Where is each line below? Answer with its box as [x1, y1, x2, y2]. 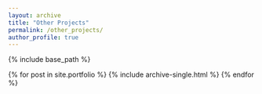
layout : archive [8, 11, 61, 20]
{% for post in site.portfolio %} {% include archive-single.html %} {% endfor [8, 70, 255, 79]
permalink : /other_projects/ [8, 26, 104, 34]
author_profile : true [8, 33, 79, 42]
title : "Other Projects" [8, 19, 89, 27]
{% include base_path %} [8, 55, 91, 64]
